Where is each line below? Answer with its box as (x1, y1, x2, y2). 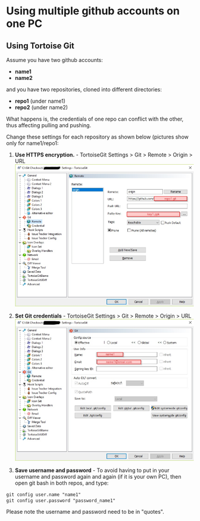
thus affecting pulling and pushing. (6, 122, 91, 129)
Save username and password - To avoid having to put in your (14, 467, 170, 474)
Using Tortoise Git (6, 41, 74, 51)
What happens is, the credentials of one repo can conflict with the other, (6, 115, 184, 122)
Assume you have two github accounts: (6, 57, 103, 63)
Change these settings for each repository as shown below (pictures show (6, 133, 189, 140)
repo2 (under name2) (14, 104, 68, 111)
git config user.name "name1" (6, 492, 82, 498)
